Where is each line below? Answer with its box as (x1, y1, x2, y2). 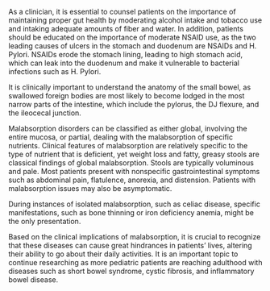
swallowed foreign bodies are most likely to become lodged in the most (8, 91, 245, 100)
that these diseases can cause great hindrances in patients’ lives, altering (8, 241, 252, 250)
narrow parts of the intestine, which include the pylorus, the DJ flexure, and (8, 100, 260, 109)
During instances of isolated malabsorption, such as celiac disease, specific (8, 199, 260, 209)
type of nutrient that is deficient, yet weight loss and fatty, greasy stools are (8, 149, 260, 159)
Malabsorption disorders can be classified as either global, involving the (8, 124, 247, 133)
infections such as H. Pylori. (8, 67, 102, 76)
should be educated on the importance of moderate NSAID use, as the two (8, 32, 256, 42)
